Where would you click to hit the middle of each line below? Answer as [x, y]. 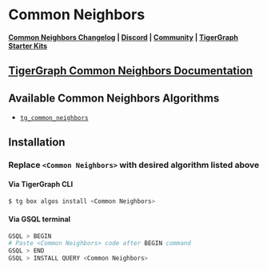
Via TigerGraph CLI [41, 184]
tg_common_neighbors [54, 117]
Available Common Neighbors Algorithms [114, 98]
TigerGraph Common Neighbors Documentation [131, 71]
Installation [37, 143]
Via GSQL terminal [39, 219]
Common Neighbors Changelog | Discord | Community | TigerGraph [123, 37]
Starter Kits [28, 46]
